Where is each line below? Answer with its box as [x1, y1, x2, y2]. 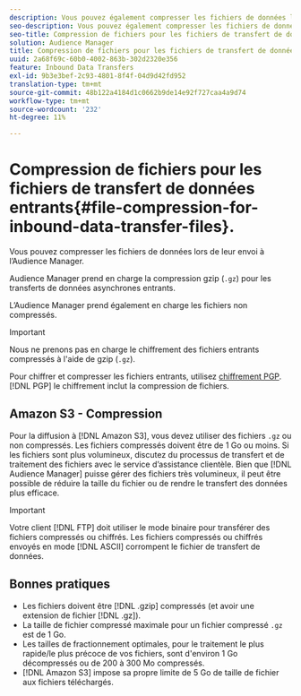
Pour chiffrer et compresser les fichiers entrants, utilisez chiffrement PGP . [9, 371, 282, 382]
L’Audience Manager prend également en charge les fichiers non [9, 300, 248, 311]
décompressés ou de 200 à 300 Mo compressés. [21, 657, 205, 668]
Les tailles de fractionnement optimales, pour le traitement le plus [21, 638, 264, 649]
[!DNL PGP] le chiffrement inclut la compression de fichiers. [9, 381, 230, 391]
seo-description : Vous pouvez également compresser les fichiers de [9, 21, 271, 30]
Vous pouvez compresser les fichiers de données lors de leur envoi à [9, 246, 265, 257]
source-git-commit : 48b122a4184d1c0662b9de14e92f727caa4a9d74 [9, 88, 246, 97]
